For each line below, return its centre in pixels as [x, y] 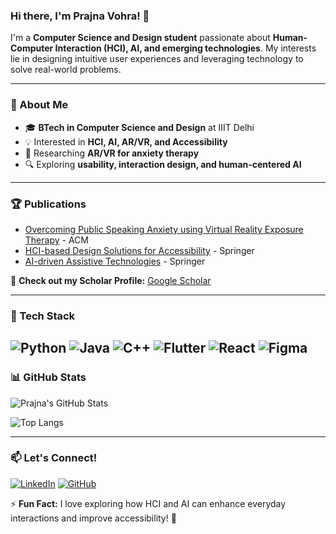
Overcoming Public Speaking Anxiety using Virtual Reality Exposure [164, 229]
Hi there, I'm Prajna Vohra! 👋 [80, 16]
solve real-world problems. [66, 70]
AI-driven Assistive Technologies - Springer [115, 261]
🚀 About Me [39, 105]
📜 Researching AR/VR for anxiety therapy [112, 153]
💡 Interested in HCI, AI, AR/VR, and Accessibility [126, 141]
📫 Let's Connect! [54, 458]
